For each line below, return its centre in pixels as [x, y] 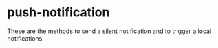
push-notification [58, 13]
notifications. [26, 38]
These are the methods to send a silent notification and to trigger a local [109, 31]
